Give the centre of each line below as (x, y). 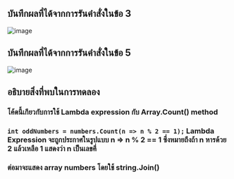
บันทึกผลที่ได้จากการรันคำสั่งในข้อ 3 (69, 14)
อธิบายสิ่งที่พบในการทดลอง (54, 92)
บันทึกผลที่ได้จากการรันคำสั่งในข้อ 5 (69, 53)
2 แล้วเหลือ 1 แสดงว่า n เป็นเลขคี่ (52, 148)
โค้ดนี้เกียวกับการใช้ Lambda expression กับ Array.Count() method (113, 112)
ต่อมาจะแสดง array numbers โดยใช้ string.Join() (84, 167)
